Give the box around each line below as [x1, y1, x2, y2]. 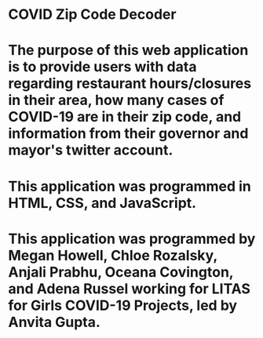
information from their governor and [8, 125, 249, 143]
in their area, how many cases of [8, 92, 225, 109]
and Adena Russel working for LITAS [8, 280, 251, 297]
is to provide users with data [8, 58, 197, 76]
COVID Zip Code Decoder [8, 5, 177, 24]
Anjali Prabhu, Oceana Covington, [8, 263, 234, 281]
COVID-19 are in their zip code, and [8, 108, 242, 126]
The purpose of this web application [8, 42, 249, 60]
